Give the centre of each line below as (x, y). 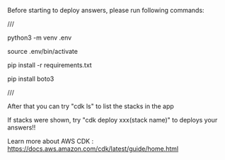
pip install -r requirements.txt (50, 65)
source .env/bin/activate (42, 51)
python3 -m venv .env (40, 38)
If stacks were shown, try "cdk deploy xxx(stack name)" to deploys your (112, 120)
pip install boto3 (31, 79)
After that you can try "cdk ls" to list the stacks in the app (91, 106)
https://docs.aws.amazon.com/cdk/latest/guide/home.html (93, 149)
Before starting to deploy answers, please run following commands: (106, 10)
